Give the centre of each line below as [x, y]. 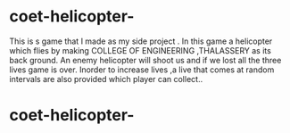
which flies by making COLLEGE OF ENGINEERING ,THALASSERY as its [141, 50]
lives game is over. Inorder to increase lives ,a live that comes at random [142, 70]
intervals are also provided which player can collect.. [106, 79]
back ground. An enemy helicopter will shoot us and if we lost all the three [145, 60]
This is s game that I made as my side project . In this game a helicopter [141, 41]
